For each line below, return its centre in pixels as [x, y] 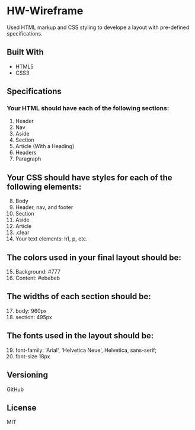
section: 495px [33, 317]
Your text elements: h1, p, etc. [51, 239]
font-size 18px [33, 356]
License [22, 408]
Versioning [27, 375]
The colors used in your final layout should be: [94, 257]
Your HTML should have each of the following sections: [88, 108]
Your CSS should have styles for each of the [89, 177]
